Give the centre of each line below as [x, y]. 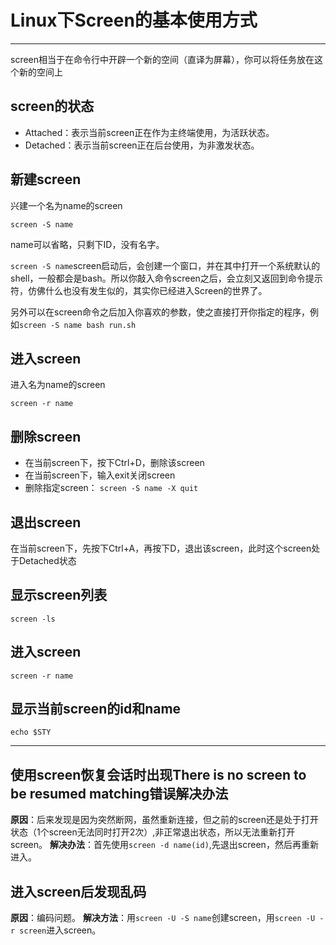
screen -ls [33, 619]
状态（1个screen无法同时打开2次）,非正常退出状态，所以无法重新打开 [153, 832]
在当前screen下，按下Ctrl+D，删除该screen [114, 463]
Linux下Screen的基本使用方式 [134, 20]
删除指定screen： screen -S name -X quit [111, 488]
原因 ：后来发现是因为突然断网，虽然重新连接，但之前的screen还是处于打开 [165, 820]
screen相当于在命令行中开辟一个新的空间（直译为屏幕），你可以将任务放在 [162, 59]
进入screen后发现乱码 [78, 891]
